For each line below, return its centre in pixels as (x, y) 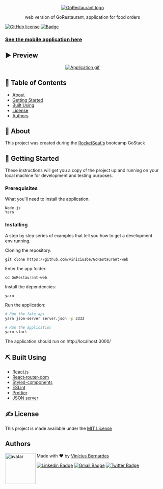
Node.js (13, 208)
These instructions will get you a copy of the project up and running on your (82, 171)
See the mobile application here (44, 39)
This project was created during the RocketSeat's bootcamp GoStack (75, 143)
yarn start (16, 332)
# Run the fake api (25, 314)
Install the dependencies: (31, 286)
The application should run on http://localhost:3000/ (58, 341)
